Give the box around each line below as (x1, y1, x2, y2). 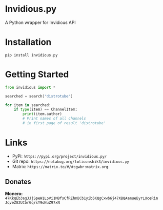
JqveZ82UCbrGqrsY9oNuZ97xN (5, 200, 60, 205)
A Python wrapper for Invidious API (5, 19, 76, 25)
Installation (5, 37, 52, 48)
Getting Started (5, 69, 69, 80)
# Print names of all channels (22, 116, 86, 121)
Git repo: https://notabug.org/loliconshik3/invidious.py (12, 158, 129, 164)
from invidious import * (5, 85, 56, 90)
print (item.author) (22, 112, 62, 116)
